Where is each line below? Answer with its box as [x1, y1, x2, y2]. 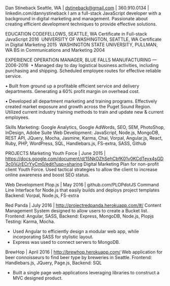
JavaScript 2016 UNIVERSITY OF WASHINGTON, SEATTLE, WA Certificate [5, 36, 162, 42]
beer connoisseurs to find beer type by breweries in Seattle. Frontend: [5, 255, 152, 260]
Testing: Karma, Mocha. [5, 218, 55, 225]
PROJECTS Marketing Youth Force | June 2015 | [5, 150, 106, 156]
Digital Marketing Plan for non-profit [83, 161, 159, 167]
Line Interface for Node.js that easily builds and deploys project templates [5, 187, 160, 193]
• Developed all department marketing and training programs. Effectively [5, 98, 157, 104]
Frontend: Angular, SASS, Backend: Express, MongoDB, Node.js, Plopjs [5, 213, 154, 219]
